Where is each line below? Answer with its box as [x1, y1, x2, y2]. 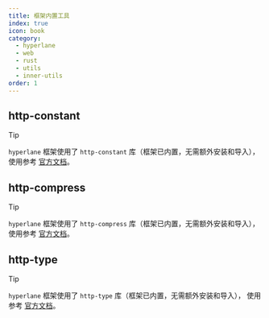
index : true [8, 19, 48, 27]
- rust [15, 57, 38, 65]
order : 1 [8, 79, 38, 87]
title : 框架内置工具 [8, 11, 70, 20]
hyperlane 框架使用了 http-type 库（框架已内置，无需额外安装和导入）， [8, 291, 246, 300]
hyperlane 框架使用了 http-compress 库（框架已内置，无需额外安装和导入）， [8, 219, 260, 229]
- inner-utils [15, 72, 63, 80]
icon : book [8, 27, 45, 35]
